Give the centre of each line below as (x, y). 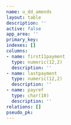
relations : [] (24, 107)
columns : (17, 51)
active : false (24, 29)
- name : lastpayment (32, 73)
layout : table (24, 17)
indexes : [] (21, 46)
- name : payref (25, 90)
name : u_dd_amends (29, 12)
